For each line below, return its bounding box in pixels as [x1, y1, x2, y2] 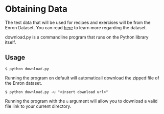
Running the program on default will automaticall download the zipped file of [5, 75, 160, 81]
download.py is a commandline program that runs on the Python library [5, 34, 149, 40]
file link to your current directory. [5, 103, 71, 109]
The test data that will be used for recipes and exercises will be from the [5, 19, 151, 25]
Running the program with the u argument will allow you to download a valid [5, 98, 158, 104]
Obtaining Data [5, 3, 68, 15]
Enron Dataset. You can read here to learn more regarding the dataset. [5, 24, 147, 30]
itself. [5, 39, 16, 45]
